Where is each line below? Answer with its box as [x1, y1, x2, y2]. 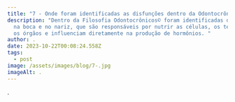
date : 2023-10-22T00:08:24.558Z [7, 43, 101, 50]
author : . [7, 36, 36, 43]
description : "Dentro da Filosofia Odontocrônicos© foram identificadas [7, 17, 224, 24]
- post [13, 56, 33, 63]
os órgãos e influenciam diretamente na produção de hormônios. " [13, 29, 211, 37]
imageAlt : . [7, 68, 42, 75]
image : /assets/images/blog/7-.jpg [7, 62, 111, 69]
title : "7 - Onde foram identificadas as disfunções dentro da [7, 10, 196, 17]
